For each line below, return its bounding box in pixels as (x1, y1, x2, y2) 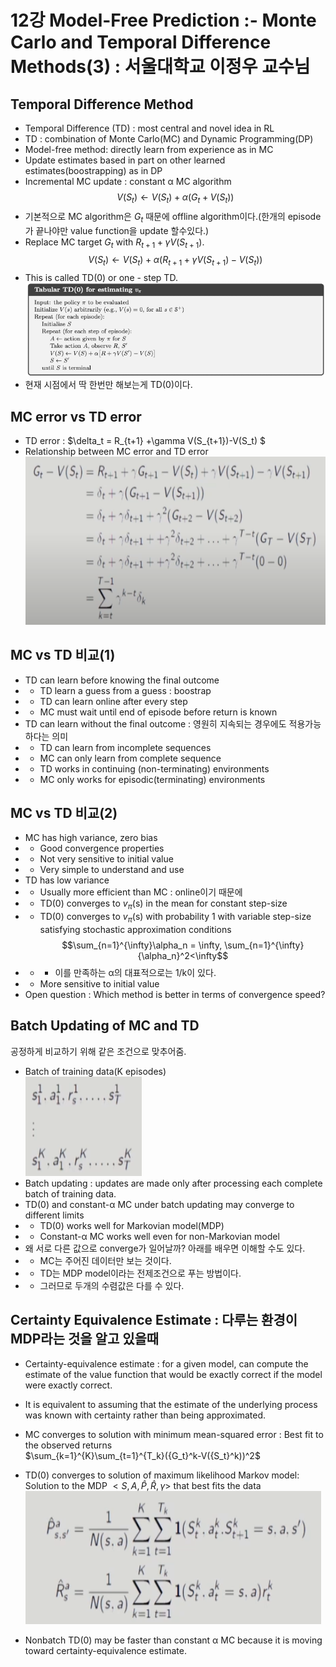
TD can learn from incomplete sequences (39, 741, 212, 753)
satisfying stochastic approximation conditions (39, 923, 232, 935)
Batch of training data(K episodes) (24, 1065, 167, 1077)
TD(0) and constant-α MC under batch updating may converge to (24, 1198, 295, 1210)
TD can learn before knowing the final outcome (24, 674, 220, 686)
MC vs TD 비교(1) (10, 647, 116, 664)
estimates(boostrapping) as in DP (24, 165, 163, 176)
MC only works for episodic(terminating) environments (39, 773, 266, 785)
